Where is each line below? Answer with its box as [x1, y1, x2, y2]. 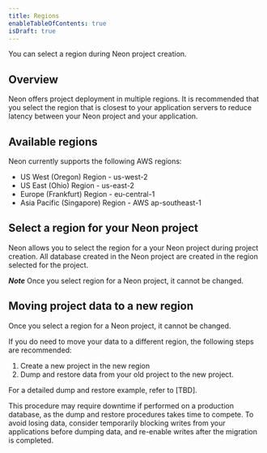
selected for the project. [8, 260, 89, 270]
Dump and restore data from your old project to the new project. [19, 370, 235, 379]
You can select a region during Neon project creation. [8, 49, 188, 59]
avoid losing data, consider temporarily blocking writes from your [8, 418, 227, 428]
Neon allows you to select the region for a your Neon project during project [8, 242, 259, 252]
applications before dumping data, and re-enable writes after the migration [8, 426, 257, 436]
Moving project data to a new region [8, 299, 194, 313]
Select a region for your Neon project [8, 221, 198, 235]
